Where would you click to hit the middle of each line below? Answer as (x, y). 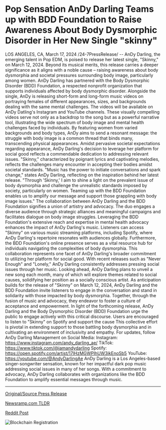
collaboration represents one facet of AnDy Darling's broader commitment (81, 253)
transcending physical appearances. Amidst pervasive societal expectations (83, 143)
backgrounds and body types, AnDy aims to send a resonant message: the (81, 133)
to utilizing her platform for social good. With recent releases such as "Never (83, 259)
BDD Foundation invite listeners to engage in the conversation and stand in (81, 290)
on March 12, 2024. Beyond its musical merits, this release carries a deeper (82, 65)
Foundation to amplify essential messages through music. (64, 379)
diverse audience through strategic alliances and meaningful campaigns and (83, 211)
